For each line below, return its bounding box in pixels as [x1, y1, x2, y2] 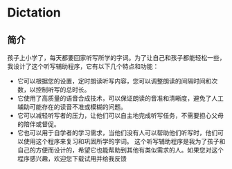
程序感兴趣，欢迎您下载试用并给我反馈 [17, 155, 127, 163]
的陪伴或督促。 [17, 120, 60, 128]
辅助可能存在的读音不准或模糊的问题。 [17, 103, 127, 111]
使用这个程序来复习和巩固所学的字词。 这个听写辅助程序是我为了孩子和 [23, 137, 226, 146]
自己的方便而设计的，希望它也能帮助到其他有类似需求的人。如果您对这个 [17, 146, 224, 154]
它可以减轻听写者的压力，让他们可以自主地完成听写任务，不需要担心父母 [17, 112, 224, 119]
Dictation [7, 5, 61, 21]
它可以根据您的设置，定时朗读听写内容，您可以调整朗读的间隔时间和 [17, 77, 212, 85]
